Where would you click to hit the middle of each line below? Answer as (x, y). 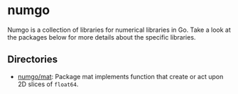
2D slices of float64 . (48, 84)
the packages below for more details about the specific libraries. (102, 37)
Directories (33, 60)
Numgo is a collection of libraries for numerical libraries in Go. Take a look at (119, 30)
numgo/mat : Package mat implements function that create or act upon (120, 76)
